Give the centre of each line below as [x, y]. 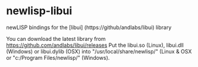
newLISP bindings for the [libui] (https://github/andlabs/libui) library [89, 27]
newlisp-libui [39, 11]
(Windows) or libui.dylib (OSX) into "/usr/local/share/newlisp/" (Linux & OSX [99, 51]
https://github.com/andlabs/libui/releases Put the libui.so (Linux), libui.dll [95, 45]
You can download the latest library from [56, 39]
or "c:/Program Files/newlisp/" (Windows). [58, 58]
